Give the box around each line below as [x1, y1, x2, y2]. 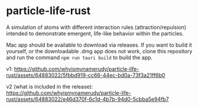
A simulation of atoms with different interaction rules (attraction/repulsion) [6, 24, 187, 31]
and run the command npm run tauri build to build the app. [6, 54, 152, 61]
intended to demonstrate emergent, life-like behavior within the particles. [6, 30, 184, 37]
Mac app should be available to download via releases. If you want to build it [6, 41, 192, 48]
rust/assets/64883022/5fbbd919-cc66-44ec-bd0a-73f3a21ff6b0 [6, 71, 165, 78]
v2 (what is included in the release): [6, 83, 93, 90]
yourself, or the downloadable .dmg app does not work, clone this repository [6, 47, 193, 54]
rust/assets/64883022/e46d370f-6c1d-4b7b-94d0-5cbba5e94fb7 [6, 96, 170, 103]
